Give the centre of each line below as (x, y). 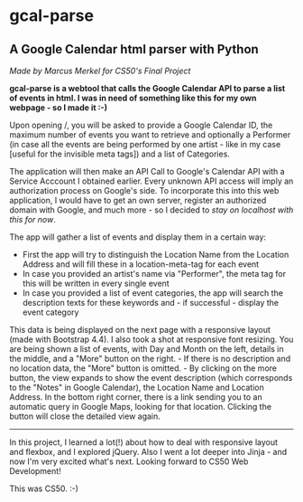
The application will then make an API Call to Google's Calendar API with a (147, 171)
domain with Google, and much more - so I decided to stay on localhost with (151, 210)
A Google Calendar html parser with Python (134, 49)
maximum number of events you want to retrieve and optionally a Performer (150, 135)
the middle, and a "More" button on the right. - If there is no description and (150, 359)
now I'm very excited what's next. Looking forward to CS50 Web (129, 461)
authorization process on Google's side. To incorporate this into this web (144, 190)
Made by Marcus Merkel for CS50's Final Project (100, 71)
